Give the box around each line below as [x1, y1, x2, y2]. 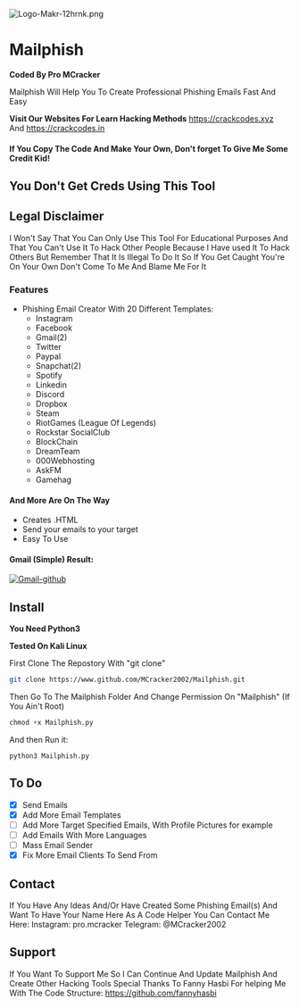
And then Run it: [9, 735, 69, 745]
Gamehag [35, 474, 72, 486]
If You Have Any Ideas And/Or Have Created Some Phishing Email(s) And [9, 900, 278, 911]
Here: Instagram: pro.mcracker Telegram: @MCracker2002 [9, 920, 227, 929]
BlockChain [35, 437, 79, 447]
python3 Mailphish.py [9, 752, 90, 761]
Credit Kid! [9, 153, 51, 163]
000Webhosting [35, 455, 96, 466]
